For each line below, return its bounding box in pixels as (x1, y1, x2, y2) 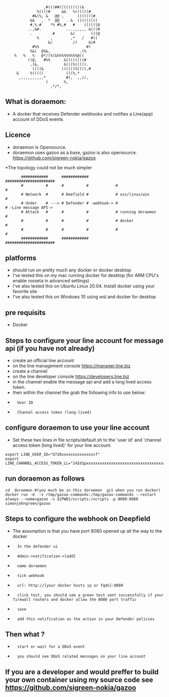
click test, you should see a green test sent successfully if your (17, 592, 164, 598)
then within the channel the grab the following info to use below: (12, 389, 146, 395)
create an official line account (12, 357, 74, 364)
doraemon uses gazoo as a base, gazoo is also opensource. (12, 149, 137, 155)
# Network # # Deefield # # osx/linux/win (21, 191, 150, 197)
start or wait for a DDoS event (17, 644, 85, 649)
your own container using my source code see (5, 675, 153, 684)
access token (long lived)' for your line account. (12, 442, 112, 448)
